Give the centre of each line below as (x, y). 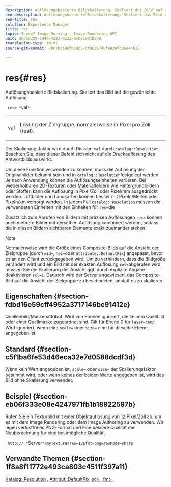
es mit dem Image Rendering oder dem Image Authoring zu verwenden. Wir (84, 422)
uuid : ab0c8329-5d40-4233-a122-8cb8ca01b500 (53, 39)
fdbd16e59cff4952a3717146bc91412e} (68, 304)
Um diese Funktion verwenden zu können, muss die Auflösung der (75, 169)
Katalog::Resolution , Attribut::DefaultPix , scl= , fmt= (59, 479)
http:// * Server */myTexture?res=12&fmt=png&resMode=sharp (70, 443)
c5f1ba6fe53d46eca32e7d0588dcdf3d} (70, 357)
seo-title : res (21, 19)
